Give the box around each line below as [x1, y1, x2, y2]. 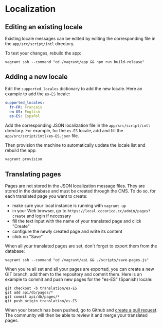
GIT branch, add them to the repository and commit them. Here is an [5, 271, 142, 277]
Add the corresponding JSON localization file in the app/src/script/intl [5, 122, 151, 128]
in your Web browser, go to [12, 208, 67, 214]
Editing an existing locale [5, 23, 83, 31]
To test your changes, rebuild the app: [5, 50, 82, 56]
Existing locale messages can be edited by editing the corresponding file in [5, 35, 156, 41]
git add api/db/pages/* [5, 290, 54, 295]
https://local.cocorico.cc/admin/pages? [67, 209, 151, 214]
